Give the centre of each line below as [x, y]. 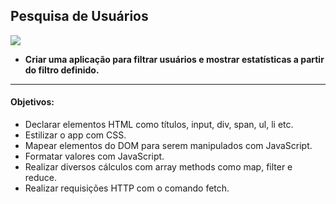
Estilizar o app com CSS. [75, 135]
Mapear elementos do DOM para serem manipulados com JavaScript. [168, 146]
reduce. [41, 178]
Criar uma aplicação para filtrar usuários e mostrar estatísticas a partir [174, 59]
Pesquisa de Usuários [79, 16]
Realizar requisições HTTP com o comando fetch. [127, 188]
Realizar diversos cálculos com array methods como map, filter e [158, 167]
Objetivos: [32, 102]
